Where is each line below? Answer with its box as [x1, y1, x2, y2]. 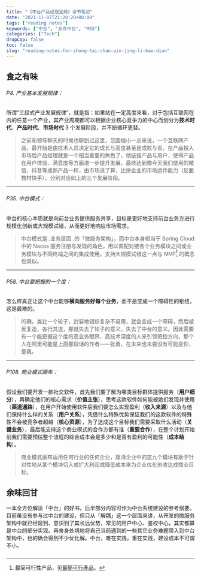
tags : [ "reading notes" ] [6, 20, 68, 26]
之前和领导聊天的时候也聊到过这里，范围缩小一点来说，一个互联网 [20, 137, 184, 144]
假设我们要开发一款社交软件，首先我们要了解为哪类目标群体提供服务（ [6, 388, 179, 395]
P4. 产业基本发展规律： [6, 89, 63, 97]
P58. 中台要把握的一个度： [6, 278, 72, 285]
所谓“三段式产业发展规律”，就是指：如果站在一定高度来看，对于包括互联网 [6, 109, 190, 116]
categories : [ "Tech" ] [6, 31, 60, 37]
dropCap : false [6, 37, 44, 43]
